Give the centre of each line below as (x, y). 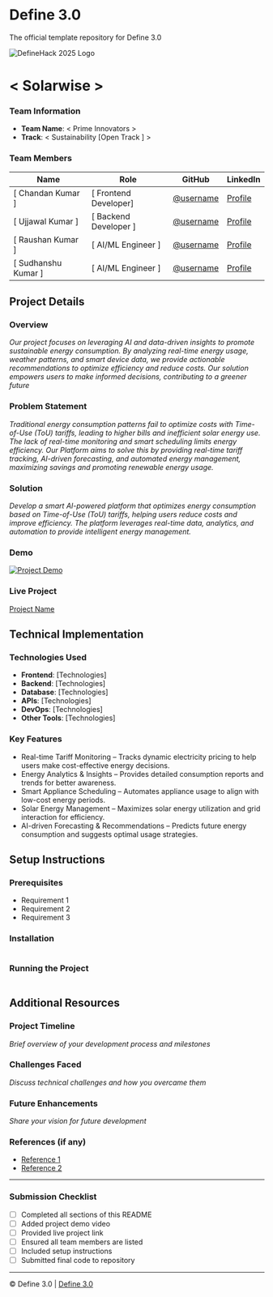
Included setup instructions (66, 1251)
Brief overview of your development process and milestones (110, 1043)
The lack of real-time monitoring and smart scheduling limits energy (123, 441)
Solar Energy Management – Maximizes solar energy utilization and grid (141, 808)
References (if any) (48, 1142)
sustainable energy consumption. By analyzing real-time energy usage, (129, 351)
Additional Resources (64, 1003)
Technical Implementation (77, 634)
